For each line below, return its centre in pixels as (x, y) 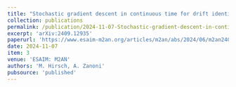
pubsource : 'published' (42, 72)
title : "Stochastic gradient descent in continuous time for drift (108, 14)
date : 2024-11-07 (33, 46)
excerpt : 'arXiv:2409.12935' (50, 33)
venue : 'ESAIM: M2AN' (39, 60)
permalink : (23, 27)
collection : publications (45, 20)
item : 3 (19, 53)
